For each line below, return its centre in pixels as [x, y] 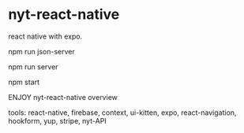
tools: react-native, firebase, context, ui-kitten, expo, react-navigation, [122, 113]
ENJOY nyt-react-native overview [63, 97]
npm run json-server [41, 51]
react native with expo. [45, 36]
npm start [24, 82]
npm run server [33, 66]
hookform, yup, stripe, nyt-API [57, 120]
